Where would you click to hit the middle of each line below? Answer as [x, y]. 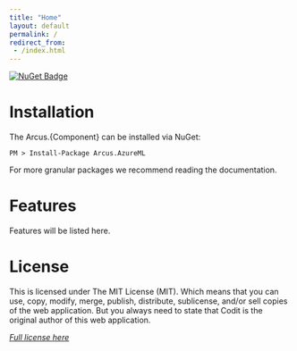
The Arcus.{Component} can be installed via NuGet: [105, 137]
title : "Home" [36, 17]
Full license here [39, 337]
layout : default [39, 26]
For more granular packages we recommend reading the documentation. [143, 170]
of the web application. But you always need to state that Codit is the [136, 310]
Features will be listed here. [60, 230]
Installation [52, 112]
